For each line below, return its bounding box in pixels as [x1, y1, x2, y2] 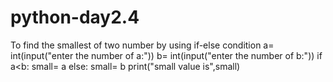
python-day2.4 [10, 6, 140, 29]
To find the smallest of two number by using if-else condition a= [10, 39, 275, 51]
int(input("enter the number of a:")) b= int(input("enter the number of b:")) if [10, 49, 323, 61]
